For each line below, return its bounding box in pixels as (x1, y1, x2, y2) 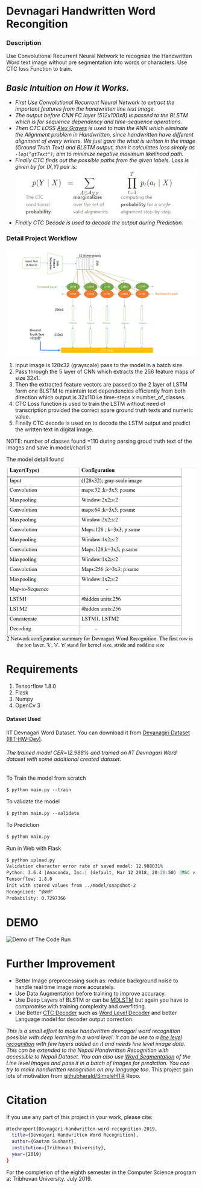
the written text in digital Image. (14, 426, 94, 433)
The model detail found (6, 455, 65, 463)
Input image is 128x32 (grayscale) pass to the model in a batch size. (14, 362, 184, 369)
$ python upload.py (6, 857, 55, 863)
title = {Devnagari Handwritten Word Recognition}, (11, 1132, 139, 1138)
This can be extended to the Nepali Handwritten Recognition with (6, 1046, 169, 1054)
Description (6, 39, 42, 47)
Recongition (6, 17, 68, 31)
